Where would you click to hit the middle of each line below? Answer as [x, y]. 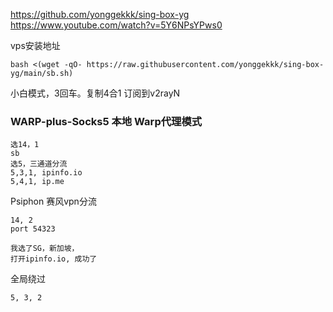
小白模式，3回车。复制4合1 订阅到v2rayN [95, 93]
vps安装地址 [35, 45]
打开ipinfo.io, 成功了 [54, 259]
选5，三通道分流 [39, 164]
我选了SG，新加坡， [45, 249]
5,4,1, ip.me [37, 182]
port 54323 [33, 229]
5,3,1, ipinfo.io [46, 173]
